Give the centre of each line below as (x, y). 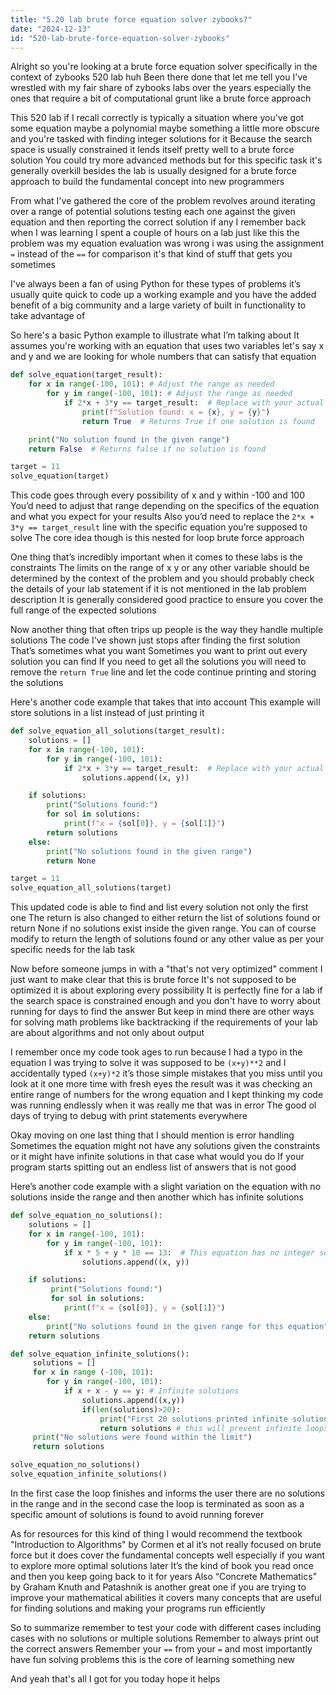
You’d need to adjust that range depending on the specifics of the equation (165, 506)
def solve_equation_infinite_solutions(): (100, 1354)
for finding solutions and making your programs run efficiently (138, 1608)
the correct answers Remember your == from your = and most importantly (161, 1648)
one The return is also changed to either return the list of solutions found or (166, 918)
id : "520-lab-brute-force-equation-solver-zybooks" (120, 38)
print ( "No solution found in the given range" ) (129, 439)
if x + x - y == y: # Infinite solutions (151, 1391)
